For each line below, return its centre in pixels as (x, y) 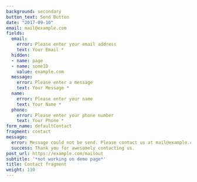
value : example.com (40, 72)
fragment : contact (28, 132)
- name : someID (30, 66)
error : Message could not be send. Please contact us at (82, 142)
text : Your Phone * (40, 121)
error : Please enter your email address (67, 45)
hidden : (21, 55)
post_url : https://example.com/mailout (55, 153)
